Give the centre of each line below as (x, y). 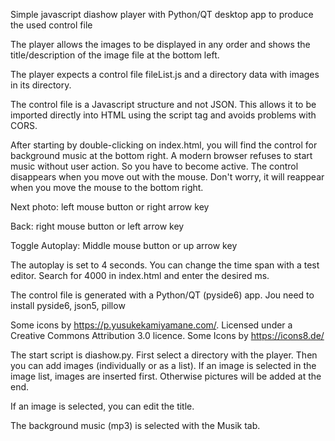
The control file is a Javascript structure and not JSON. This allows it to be (163, 104)
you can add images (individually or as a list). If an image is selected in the (163, 365)
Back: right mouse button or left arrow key (97, 226)
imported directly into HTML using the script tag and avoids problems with (163, 115)
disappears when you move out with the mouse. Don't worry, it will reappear (167, 177)
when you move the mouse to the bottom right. (107, 187)
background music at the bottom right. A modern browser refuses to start (161, 155)
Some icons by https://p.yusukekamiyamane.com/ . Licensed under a (151, 325)
